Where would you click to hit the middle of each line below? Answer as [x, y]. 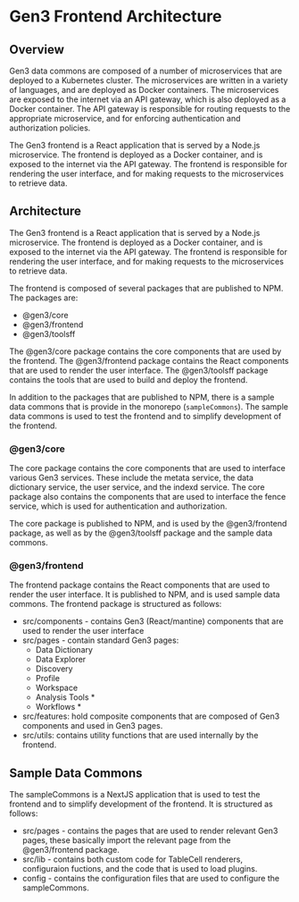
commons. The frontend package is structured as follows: [116, 604]
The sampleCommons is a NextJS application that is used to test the [135, 795]
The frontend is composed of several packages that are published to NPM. [146, 288]
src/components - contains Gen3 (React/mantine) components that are [153, 621]
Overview [37, 50]
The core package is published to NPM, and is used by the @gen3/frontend [148, 524]
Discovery [54, 669]
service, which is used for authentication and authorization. [118, 506]
